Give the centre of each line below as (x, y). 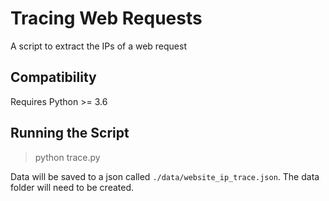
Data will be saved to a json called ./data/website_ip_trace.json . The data (165, 176)
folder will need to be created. (72, 187)
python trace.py (67, 157)
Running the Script (70, 133)
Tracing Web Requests (106, 18)
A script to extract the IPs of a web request (98, 46)
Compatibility (53, 77)
